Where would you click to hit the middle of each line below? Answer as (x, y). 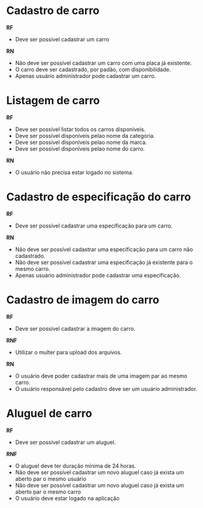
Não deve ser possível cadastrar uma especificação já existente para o (104, 262)
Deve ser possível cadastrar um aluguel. (65, 442)
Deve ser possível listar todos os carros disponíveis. (80, 129)
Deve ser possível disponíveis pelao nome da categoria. (85, 135)
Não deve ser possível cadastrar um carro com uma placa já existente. (103, 63)
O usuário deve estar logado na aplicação (67, 498)
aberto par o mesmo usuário (51, 479)
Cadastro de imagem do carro (83, 300)
